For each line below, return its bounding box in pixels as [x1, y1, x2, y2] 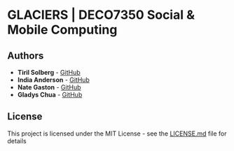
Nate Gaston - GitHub [17, 83, 82, 91]
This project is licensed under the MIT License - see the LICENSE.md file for [7, 129, 227, 138]
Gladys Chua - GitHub [17, 91, 83, 99]
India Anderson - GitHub [17, 75, 90, 84]
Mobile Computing [7, 22, 118, 38]
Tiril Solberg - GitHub [17, 69, 81, 76]
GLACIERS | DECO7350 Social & [7, 7, 195, 23]
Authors [7, 50, 44, 62]
